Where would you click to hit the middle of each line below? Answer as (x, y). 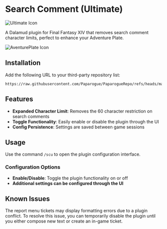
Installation (23, 63)
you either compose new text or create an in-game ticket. (64, 221)
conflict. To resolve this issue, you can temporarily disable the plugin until (80, 216)
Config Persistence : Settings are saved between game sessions (79, 127)
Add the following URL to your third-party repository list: (63, 75)
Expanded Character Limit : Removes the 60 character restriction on (82, 111)
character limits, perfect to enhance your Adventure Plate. (65, 38)
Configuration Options (33, 167)
